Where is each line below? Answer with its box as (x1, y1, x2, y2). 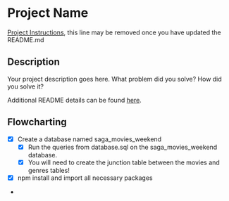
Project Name (7, 5, 89, 21)
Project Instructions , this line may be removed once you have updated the (7, 28, 221, 37)
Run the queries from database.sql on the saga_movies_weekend (27, 143, 218, 151)
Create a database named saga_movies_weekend (17, 135, 162, 143)
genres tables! (27, 166, 70, 174)
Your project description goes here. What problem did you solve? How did (7, 74, 222, 83)
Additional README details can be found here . (7, 96, 142, 104)
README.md (7, 35, 44, 44)
